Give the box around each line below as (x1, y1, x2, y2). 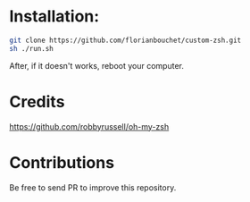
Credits (9, 91, 65, 112)
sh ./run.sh (9, 44, 54, 53)
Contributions (9, 152, 114, 173)
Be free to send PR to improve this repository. (9, 181, 177, 193)
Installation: (9, 6, 100, 27)
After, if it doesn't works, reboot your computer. (9, 60, 185, 71)
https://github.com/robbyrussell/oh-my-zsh (9, 121, 170, 131)
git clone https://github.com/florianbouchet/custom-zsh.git (9, 36, 242, 45)
